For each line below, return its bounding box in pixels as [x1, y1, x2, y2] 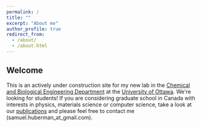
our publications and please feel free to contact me [6, 107, 135, 114]
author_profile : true [6, 26, 62, 32]
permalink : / [6, 9, 40, 15]
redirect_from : [6, 32, 45, 38]
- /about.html [12, 43, 48, 49]
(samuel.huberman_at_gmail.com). [6, 114, 93, 121]
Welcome [6, 65, 43, 76]
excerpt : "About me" [6, 20, 59, 26]
